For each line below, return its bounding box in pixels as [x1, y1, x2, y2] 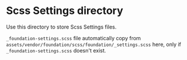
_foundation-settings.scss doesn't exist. [6, 47, 106, 54]
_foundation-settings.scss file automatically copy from [6, 34, 141, 41]
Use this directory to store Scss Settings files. [6, 23, 117, 30]
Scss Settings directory [6, 4, 123, 17]
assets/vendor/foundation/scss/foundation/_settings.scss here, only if [6, 41, 181, 48]
